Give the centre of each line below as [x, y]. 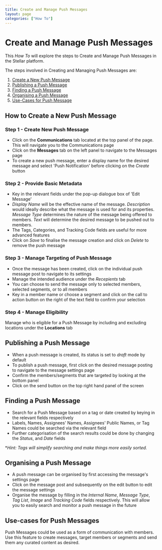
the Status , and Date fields [38, 438]
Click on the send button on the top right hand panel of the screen [78, 385]
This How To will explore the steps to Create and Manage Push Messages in [81, 56]
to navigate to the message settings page [53, 370]
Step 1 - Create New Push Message [47, 129]
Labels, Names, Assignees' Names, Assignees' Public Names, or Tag [81, 423]
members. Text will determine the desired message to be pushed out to [83, 220]
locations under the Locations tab [39, 328]
